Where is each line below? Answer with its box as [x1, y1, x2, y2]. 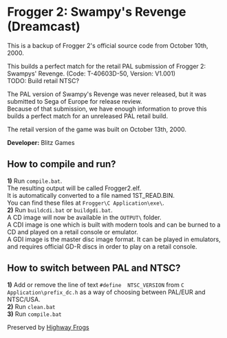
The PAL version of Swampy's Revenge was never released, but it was [7, 90, 207, 98]
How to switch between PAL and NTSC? [7, 262, 181, 274]
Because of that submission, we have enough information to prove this [7, 104, 208, 113]
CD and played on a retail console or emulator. [7, 227, 139, 236]
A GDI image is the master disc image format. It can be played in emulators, [7, 235, 221, 243]
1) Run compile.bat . [7, 177, 63, 185]
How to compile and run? [7, 159, 116, 170]
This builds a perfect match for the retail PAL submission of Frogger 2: [7, 62, 206, 70]
